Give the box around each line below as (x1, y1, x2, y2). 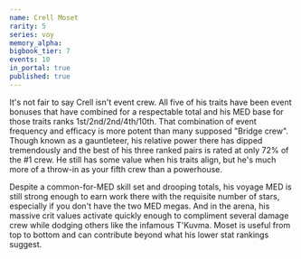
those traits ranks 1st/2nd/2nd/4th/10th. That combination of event (9, 116, 258, 126)
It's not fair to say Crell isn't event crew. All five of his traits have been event (9, 97, 292, 107)
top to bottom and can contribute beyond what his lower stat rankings (9, 229, 269, 240)
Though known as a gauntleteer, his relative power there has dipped (9, 134, 263, 145)
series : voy (9, 30, 54, 39)
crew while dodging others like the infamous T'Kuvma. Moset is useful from (9, 219, 291, 230)
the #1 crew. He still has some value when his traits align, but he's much (9, 154, 277, 165)
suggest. (9, 238, 42, 249)
